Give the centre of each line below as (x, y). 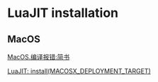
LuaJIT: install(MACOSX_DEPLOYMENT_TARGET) (79, 71)
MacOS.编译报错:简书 (39, 57)
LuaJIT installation (63, 13)
